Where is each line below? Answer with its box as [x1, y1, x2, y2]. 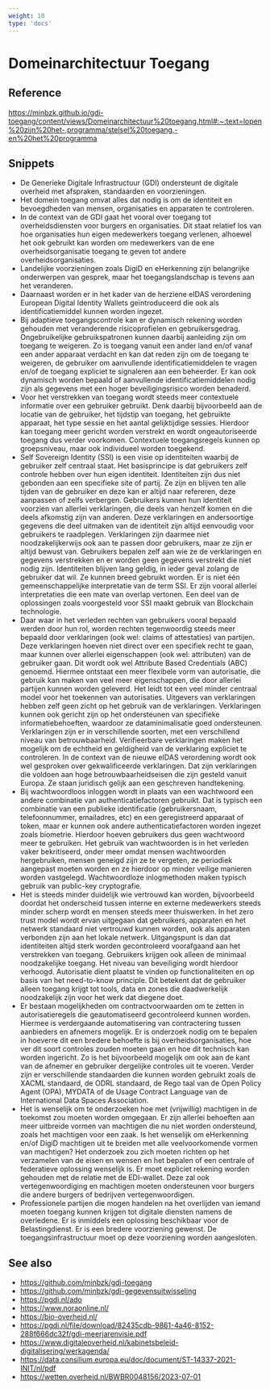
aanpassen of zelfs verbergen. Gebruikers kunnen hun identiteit [19, 496, 232, 505]
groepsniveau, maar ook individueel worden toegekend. [19, 444, 206, 454]
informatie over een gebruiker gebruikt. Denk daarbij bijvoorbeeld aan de [19, 401, 263, 411]
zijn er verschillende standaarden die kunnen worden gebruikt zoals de [19, 1070, 256, 1080]
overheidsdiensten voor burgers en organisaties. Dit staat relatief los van [19, 221, 262, 231]
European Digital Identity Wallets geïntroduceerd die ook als [19, 298, 219, 308]
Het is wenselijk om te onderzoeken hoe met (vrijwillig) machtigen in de [19, 1104, 258, 1114]
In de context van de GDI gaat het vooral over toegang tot [19, 212, 211, 222]
